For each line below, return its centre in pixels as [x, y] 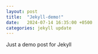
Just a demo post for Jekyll [39, 45]
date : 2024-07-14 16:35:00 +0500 [49, 22]
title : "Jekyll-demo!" [35, 17]
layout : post [22, 11]
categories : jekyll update [39, 28]
